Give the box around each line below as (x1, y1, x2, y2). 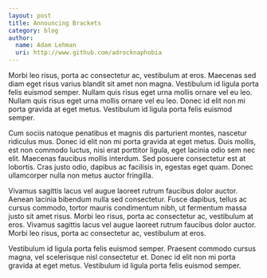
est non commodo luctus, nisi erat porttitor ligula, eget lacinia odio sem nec (8, 145, 256, 155)
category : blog (8, 26, 59, 34)
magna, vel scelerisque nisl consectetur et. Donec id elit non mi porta (8, 253, 236, 261)
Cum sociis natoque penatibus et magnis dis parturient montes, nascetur (8, 128, 247, 138)
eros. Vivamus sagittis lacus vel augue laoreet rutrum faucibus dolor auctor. (8, 220, 257, 229)
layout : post (8, 11, 52, 20)
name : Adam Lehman (15, 41, 77, 49)
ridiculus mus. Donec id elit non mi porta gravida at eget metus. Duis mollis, (8, 137, 257, 146)
